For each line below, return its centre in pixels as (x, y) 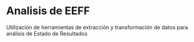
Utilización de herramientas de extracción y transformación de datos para (97, 27)
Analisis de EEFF (48, 11)
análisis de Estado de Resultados (47, 33)
